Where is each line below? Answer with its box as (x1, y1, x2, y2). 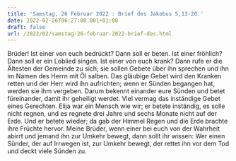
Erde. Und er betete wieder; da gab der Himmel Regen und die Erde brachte (7, 117, 228, 126)
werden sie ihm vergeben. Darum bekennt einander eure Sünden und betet (7, 87, 225, 95)
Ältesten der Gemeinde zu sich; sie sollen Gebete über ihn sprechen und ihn (7, 64, 230, 73)
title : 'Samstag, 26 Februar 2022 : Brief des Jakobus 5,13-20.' (7, 10, 203, 18)
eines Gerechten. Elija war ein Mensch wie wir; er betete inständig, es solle (7, 102, 225, 110)
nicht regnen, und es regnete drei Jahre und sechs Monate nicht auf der (7, 109, 218, 118)
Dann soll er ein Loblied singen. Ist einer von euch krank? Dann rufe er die (7, 57, 223, 66)
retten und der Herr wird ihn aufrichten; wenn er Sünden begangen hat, (7, 79, 216, 88)
